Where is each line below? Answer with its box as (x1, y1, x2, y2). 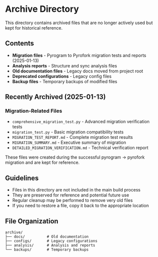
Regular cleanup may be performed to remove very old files (12, 197, 133, 203)
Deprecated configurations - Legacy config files (12, 73, 112, 79)
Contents (5, 39, 34, 48)
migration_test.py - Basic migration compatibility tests (12, 129, 124, 135)
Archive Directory (5, 3, 79, 15)
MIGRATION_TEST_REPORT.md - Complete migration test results (12, 134, 133, 140)
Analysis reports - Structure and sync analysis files (12, 63, 117, 68)
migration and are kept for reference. (5, 160, 80, 165)
